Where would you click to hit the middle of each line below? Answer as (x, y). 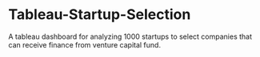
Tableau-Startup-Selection (100, 15)
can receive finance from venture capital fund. (85, 44)
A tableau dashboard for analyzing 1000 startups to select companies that (130, 36)
